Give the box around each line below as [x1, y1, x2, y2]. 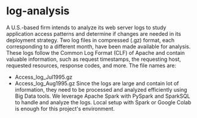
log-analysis [6, 4, 70, 18]
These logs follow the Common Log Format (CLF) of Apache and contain [6, 49, 185, 56]
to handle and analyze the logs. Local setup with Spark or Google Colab [14, 98, 192, 105]
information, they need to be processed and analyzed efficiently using [14, 86, 187, 93]
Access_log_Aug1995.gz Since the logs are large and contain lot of [14, 79, 179, 87]
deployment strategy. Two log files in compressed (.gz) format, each [6, 36, 175, 44]
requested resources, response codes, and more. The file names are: [6, 61, 177, 69]
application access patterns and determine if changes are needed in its [6, 30, 181, 37]
